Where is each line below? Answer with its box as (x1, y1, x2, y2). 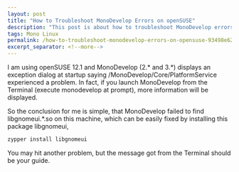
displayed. (7, 93, 38, 102)
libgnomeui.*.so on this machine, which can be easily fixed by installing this (7, 114, 228, 123)
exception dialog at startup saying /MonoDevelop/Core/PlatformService (7, 70, 218, 79)
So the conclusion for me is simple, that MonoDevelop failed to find (7, 107, 205, 115)
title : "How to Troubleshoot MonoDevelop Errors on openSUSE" (7, 17, 196, 24)
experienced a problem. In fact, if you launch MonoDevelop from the (7, 78, 208, 86)
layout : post (7, 10, 46, 18)
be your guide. (7, 156, 51, 164)
